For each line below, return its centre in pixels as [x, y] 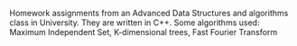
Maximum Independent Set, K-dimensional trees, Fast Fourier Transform [144, 32]
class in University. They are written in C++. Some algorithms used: [135, 23]
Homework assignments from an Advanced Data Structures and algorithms [149, 13]
